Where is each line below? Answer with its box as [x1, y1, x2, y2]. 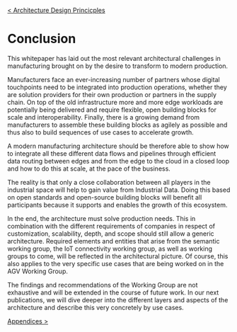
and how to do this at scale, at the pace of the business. [7, 164, 171, 173]
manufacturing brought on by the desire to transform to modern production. [7, 62, 229, 70]
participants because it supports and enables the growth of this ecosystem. [7, 200, 228, 209]
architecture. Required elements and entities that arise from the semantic [7, 236, 220, 245]
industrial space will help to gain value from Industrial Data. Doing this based [7, 185, 231, 194]
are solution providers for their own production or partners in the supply [7, 90, 217, 98]
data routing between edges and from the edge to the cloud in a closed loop [7, 156, 230, 165]
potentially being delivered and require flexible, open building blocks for [7, 105, 217, 114]
